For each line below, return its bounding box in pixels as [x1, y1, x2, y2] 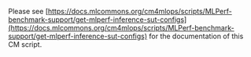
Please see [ [8, 7, 49, 16]
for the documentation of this [149, 31, 244, 41]
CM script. [8, 40, 42, 49]
